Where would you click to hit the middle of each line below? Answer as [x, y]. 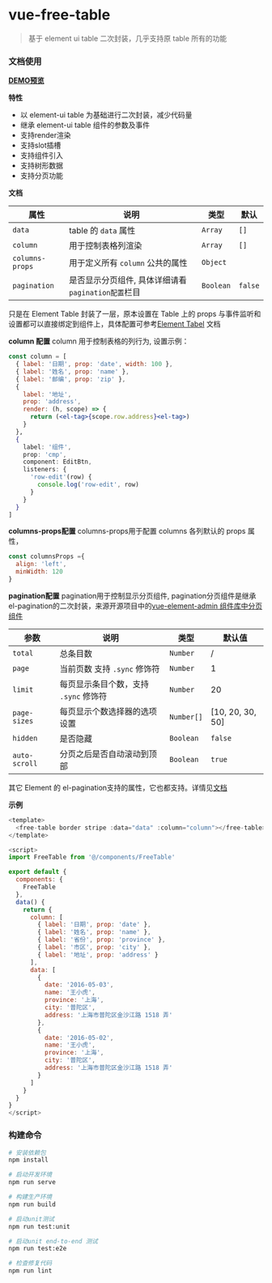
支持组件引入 [41, 156]
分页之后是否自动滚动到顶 [108, 753]
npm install [28, 1160]
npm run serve [32, 1183]
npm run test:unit [39, 1226]
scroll [25, 763]
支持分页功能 [41, 176]
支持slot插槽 [40, 145]
